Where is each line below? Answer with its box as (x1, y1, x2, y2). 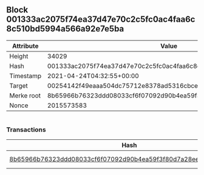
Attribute (12, 42, 39, 50)
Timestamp (9, 71, 42, 80)
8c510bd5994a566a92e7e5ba (6, 24, 124, 34)
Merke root (9, 91, 41, 99)
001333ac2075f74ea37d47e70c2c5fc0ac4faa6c (6, 15, 195, 25)
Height (9, 51, 29, 60)
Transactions (6, 125, 47, 134)
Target (9, 81, 29, 90)
